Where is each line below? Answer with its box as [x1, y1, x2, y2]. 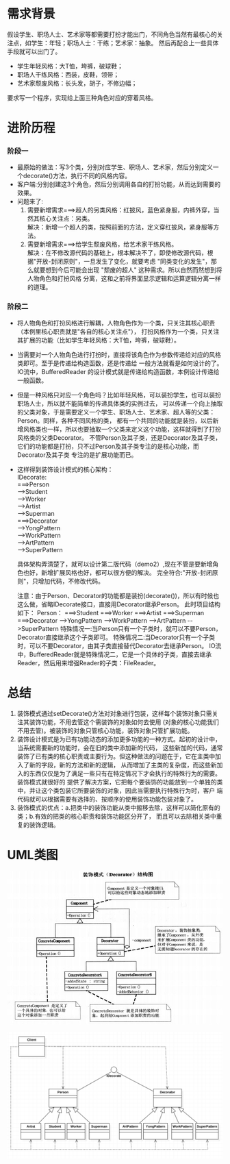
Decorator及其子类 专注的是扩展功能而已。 [16, 450, 138, 459]
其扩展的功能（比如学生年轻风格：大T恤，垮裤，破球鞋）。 [16, 336, 180, 344]
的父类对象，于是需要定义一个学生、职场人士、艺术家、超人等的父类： [16, 408, 216, 416]
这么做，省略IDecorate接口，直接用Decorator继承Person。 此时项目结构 [16, 600, 221, 608]
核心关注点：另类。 [39, 214, 94, 223]
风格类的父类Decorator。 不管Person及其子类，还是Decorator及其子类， [16, 433, 221, 442]
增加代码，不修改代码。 [38, 577, 105, 585]
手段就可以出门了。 [7, 47, 62, 55]
